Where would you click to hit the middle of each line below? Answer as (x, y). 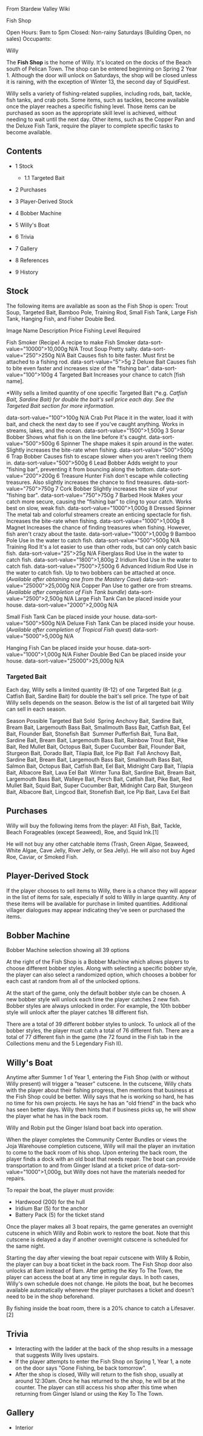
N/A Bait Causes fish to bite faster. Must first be (115, 355)
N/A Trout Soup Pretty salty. (104, 348)
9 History (26, 272)
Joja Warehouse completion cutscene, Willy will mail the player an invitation (101, 1146)
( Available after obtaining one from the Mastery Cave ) (74, 579)
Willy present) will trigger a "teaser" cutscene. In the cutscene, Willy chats (99, 1084)
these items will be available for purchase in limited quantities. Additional (97, 903)
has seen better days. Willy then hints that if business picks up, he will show (101, 1110)
